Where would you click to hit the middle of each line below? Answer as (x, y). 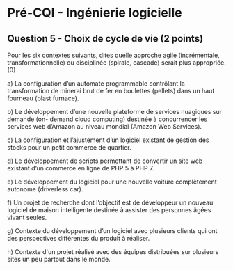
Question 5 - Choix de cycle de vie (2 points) (105, 39)
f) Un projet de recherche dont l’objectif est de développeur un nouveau (110, 202)
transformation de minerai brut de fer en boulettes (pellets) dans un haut (111, 91)
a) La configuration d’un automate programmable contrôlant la (96, 84)
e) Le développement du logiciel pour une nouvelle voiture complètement (112, 182)
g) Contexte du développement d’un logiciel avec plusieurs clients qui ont (112, 231)
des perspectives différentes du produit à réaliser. (79, 238)
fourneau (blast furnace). (43, 98)
